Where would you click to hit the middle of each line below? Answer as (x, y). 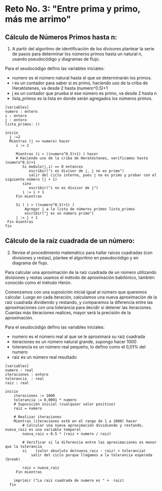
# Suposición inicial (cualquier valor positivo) (65, 404)
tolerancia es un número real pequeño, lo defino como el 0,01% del (79, 347)
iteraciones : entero (27, 374)
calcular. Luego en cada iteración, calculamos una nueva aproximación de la (81, 297)
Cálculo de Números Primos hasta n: (61, 37)
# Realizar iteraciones (38, 417)
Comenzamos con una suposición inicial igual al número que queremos (76, 292)
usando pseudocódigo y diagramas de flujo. (56, 59)
